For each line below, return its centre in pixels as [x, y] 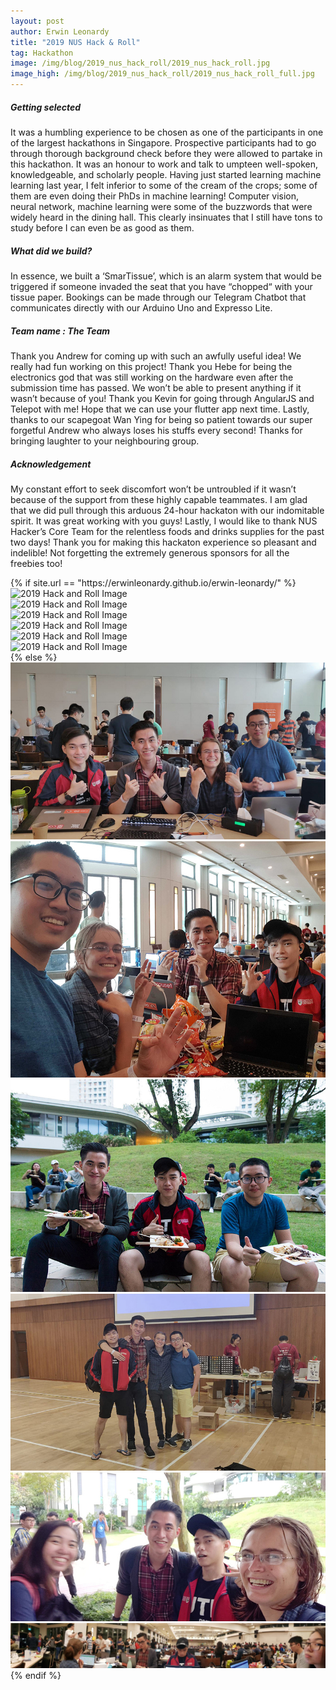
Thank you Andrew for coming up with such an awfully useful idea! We [156, 356]
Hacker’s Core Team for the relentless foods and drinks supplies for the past [167, 531]
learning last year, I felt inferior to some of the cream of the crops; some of [164, 185]
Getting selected [46, 107]
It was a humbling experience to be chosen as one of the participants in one [167, 132]
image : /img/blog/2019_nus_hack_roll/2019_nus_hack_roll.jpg [140, 63]
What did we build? [51, 251]
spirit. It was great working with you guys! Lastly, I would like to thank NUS [164, 521]
